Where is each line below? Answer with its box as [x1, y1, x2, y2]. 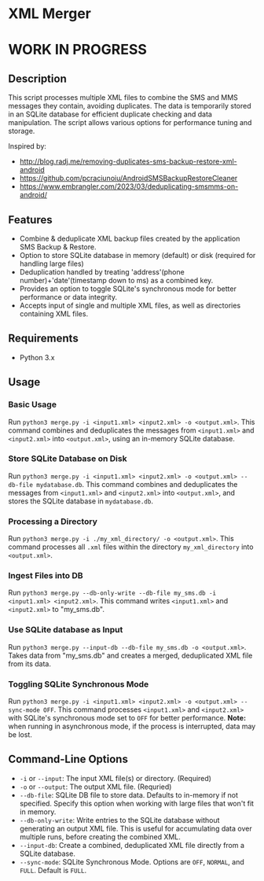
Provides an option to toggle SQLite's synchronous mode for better [19, 284, 237, 293]
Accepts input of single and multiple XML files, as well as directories [19, 300, 241, 310]
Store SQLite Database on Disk [8, 453, 127, 464]
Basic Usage [8, 399, 57, 410]
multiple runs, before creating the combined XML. [19, 831, 181, 842]
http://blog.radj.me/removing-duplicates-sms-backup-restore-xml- [19, 157, 237, 166]
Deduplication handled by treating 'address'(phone [19, 267, 185, 276]
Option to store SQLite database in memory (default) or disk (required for [19, 251, 256, 260]
